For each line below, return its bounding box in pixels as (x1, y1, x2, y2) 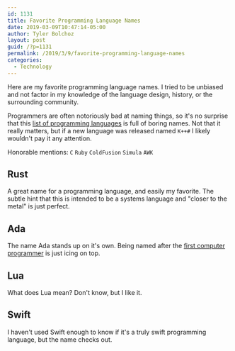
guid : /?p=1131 (7, 43, 52, 50)
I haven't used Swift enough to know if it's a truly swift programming (7, 328, 207, 336)
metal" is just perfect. (7, 202, 70, 211)
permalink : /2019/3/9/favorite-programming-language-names (7, 50, 185, 57)
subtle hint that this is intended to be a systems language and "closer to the (7, 194, 228, 203)
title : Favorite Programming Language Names (7, 17, 141, 24)
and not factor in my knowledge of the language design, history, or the (7, 90, 213, 99)
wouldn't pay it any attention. (7, 134, 92, 143)
